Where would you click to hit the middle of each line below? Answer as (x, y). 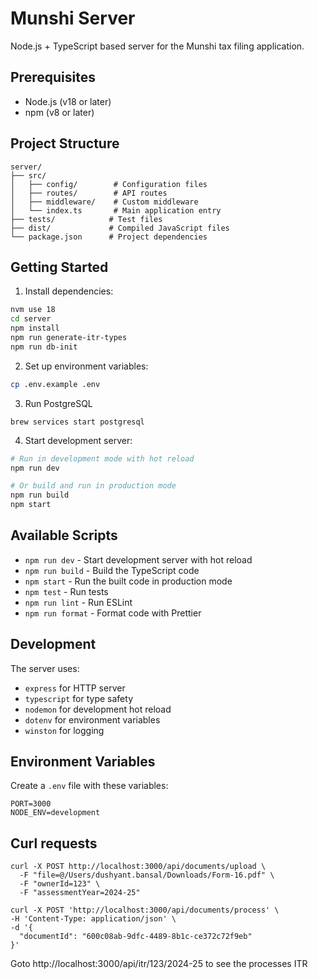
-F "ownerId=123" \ (60, 884)
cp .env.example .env (55, 384)
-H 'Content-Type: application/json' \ (93, 919)
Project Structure (65, 143)
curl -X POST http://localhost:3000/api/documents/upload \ (138, 867)
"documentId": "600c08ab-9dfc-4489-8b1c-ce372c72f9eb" (136, 937)
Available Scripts (64, 535)
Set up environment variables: (86, 366)
